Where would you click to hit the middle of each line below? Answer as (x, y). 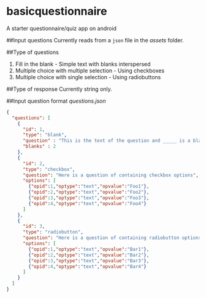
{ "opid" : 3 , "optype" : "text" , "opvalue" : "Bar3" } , (89, 261)
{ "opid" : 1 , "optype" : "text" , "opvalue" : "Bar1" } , (89, 249)
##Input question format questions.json (56, 101)
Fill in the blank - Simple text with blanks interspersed (83, 64)
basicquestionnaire (57, 11)
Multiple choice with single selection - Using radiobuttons (88, 77)
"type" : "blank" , (45, 135)
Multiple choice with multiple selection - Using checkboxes (90, 70)
